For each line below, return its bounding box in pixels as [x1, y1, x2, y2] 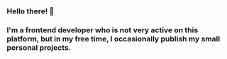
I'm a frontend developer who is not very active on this [6, 25, 199, 34]
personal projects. [6, 42, 72, 52]
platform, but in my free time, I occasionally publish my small [6, 34, 221, 44]
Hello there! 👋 [6, 6, 55, 16]
